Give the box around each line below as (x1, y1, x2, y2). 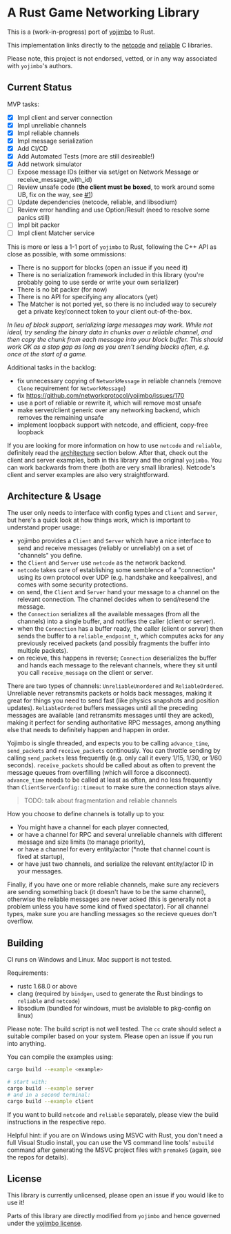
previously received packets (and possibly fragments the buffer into (17, 639, 210, 647)
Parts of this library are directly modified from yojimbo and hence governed (7, 1212, 221, 1220)
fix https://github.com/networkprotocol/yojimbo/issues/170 (17, 391, 185, 399)
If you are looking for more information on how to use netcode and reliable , (7, 441, 223, 449)
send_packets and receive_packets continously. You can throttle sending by (7, 747, 221, 755)
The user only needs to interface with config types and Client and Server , (7, 509, 218, 517)
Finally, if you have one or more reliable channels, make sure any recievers (7, 880, 219, 889)
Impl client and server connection (17, 113, 112, 121)
